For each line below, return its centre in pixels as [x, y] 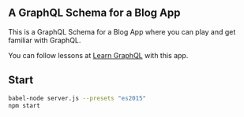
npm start [24, 105]
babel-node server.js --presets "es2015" [77, 98]
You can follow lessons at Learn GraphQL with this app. [98, 55]
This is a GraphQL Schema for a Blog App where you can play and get [122, 31]
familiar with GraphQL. [45, 40]
